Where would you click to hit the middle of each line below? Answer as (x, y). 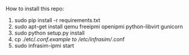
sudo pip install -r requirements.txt (57, 20)
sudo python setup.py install (49, 33)
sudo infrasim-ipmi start (44, 45)
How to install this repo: (35, 9)
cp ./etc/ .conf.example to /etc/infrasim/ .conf (70, 39)
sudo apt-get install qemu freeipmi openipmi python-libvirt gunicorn (98, 27)
